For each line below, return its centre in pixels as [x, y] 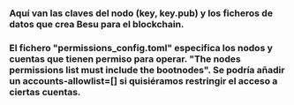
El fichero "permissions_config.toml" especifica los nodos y [141, 48]
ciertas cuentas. [45, 92]
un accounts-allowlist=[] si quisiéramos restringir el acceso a [143, 80]
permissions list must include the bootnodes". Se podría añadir [147, 70]
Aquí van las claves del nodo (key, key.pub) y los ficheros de [141, 13]
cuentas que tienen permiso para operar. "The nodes [125, 58]
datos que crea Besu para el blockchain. [97, 24]
